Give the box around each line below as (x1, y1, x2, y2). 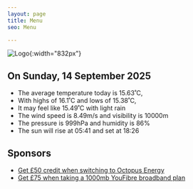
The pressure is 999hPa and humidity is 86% (17, 119, 151, 128)
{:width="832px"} (29, 49, 82, 58)
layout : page (7, 10, 46, 18)
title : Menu (7, 17, 43, 24)
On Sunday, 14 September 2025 (7, 70, 152, 82)
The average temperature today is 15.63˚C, (17, 89, 143, 97)
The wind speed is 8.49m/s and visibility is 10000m (17, 112, 169, 120)
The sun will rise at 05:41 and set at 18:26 (17, 126, 140, 135)
